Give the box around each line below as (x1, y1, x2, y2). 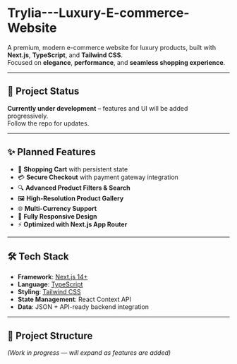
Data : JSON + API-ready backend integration (17, 303, 150, 311)
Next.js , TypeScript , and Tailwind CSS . (7, 51, 123, 59)
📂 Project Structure (7, 329, 93, 341)
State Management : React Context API (17, 295, 132, 304)
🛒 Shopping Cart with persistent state (17, 164, 128, 174)
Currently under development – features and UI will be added (7, 104, 188, 112)
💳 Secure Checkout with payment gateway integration (17, 173, 178, 181)
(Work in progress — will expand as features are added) (7, 348, 171, 357)
